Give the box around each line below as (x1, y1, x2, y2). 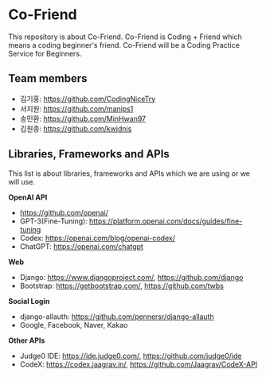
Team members (8, 72, 88, 85)
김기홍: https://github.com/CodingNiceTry (19, 94, 156, 103)
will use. (8, 177, 36, 186)
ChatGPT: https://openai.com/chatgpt (19, 241, 143, 251)
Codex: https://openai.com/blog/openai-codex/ (19, 233, 175, 243)
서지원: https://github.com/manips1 (19, 103, 134, 113)
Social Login (8, 296, 50, 305)
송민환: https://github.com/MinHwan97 (19, 114, 146, 123)
